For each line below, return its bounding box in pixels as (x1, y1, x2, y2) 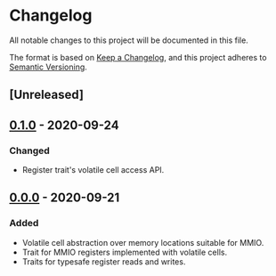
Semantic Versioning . (9, 61, 87, 72)
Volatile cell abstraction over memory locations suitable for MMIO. (21, 237, 264, 248)
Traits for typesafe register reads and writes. (21, 256, 186, 267)
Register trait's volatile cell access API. (21, 165, 165, 175)
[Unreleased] (9, 87, 85, 102)
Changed (9, 144, 51, 157)
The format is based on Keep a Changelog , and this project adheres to (9, 52, 267, 62)
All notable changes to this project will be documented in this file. (9, 35, 249, 45)
